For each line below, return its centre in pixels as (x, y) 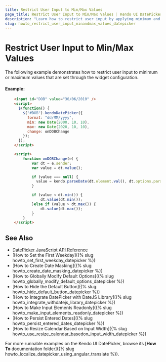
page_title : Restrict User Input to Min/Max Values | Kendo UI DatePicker (84, 14)
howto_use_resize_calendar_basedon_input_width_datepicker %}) (79, 334)
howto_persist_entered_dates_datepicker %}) (58, 323)
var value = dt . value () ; (57, 168)
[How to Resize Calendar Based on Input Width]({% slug (69, 329)
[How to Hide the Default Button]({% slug (54, 287)
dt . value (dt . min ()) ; (62, 200)
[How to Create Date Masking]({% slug (52, 266)
